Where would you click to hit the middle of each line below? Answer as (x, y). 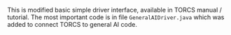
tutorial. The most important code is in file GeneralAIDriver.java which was (116, 17)
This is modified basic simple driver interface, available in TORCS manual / (115, 10)
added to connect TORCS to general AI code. (72, 24)
